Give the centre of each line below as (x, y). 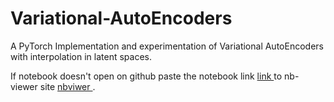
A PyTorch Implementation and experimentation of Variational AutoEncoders (167, 46)
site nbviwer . (67, 86)
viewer (24, 86)
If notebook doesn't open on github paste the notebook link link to (146, 76)
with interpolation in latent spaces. (81, 56)
